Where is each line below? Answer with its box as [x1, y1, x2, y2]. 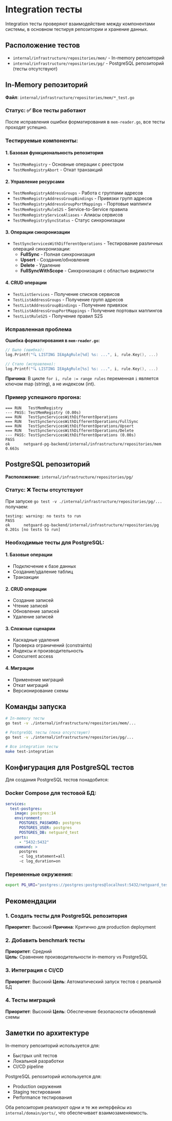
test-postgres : [10, 806, 42, 811]
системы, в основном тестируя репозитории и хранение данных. [5, 26, 148, 32]
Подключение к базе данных [12, 563, 76, 569]
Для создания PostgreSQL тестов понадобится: [5, 777, 109, 783]
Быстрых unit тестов [12, 1052, 57, 1058]
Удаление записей [12, 614, 54, 620]
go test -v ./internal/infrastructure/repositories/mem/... [5, 721, 137, 726]
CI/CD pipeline [12, 1063, 44, 1070]
